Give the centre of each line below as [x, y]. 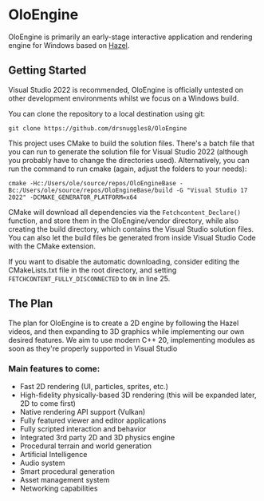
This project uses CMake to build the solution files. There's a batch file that [132, 143]
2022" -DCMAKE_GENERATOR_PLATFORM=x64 [73, 197]
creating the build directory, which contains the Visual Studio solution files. [131, 229]
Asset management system [65, 479]
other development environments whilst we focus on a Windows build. [124, 98]
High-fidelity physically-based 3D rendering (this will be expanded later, [138, 395]
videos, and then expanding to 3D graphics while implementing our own [126, 331]
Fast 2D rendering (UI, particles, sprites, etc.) [94, 386]
